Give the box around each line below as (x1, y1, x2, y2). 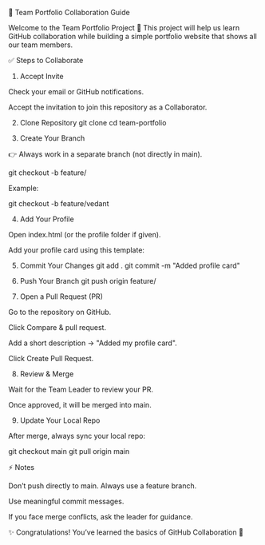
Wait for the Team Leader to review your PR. (8, 384, 154, 394)
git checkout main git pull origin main (8, 447, 130, 455)
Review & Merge (19, 369, 74, 379)
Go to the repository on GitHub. (8, 308, 112, 316)
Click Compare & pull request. (8, 323, 106, 332)
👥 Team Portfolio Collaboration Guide (8, 8, 130, 17)
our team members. (8, 40, 73, 50)
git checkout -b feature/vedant (8, 199, 109, 208)
